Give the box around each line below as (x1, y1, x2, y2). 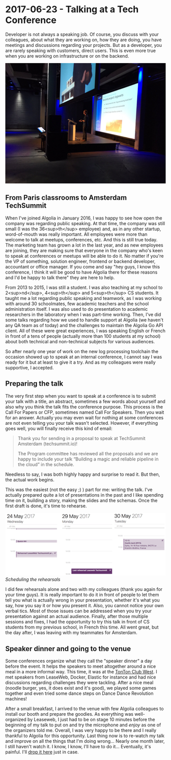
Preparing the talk (5, 379, 64, 388)
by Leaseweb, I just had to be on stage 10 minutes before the (27, 717, 155, 723)
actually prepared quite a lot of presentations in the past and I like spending (5, 492, 164, 498)
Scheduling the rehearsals (5, 577, 61, 583)
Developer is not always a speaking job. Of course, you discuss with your (5, 31, 159, 37)
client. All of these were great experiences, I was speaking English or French (5, 328, 166, 334)
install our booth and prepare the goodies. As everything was (5, 711, 134, 717)
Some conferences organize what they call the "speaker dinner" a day (5, 658, 153, 664)
